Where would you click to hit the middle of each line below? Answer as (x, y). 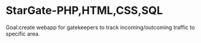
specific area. (23, 33)
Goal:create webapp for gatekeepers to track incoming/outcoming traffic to (100, 27)
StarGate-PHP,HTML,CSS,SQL (84, 11)
